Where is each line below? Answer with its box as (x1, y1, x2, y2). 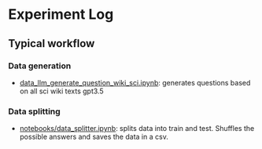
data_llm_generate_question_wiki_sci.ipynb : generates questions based (19, 78, 251, 87)
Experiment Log (8, 5, 114, 24)
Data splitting (8, 106, 61, 117)
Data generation (8, 60, 72, 71)
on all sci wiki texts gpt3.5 (19, 86, 104, 96)
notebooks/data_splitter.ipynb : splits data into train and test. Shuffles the (19, 124, 255, 133)
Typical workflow (8, 37, 95, 50)
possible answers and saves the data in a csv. (19, 132, 169, 142)
